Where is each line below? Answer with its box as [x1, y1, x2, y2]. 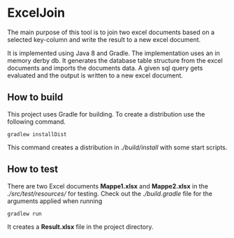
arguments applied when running [7, 197, 103, 205]
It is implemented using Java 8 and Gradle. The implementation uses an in [7, 49, 220, 57]
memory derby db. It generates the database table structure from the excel [7, 56, 224, 64]
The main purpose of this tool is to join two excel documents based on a [7, 28, 215, 36]
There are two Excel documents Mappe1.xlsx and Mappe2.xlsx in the [7, 181, 208, 190]
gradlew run [7, 210, 42, 217]
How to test [7, 163, 58, 175]
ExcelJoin [7, 5, 65, 21]
